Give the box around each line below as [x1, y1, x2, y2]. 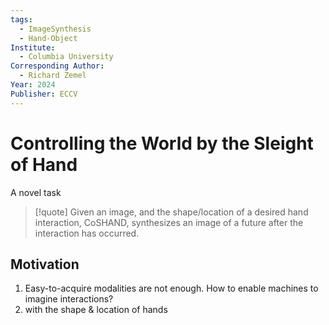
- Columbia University [19, 52, 114, 62]
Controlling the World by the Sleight [10, 132, 314, 155]
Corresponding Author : [10, 61, 105, 71]
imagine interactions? [24, 293, 114, 305]
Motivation [10, 256, 80, 273]
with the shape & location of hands [24, 304, 168, 316]
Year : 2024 [10, 80, 56, 90]
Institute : [10, 42, 56, 53]
